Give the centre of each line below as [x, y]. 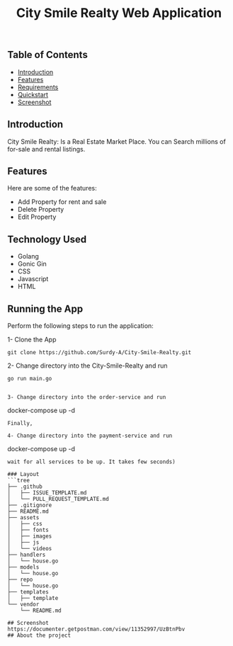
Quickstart [33, 94]
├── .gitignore [30, 505]
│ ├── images [30, 536]
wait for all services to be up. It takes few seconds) [91, 462]
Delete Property [41, 210]
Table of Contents [48, 55]
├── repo [20, 579]
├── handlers [27, 555]
